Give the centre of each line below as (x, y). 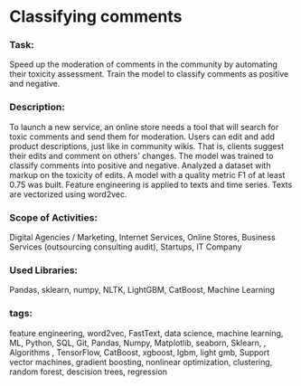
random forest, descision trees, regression (88, 372)
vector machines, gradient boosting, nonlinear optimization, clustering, (141, 362)
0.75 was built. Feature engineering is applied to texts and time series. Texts (151, 184)
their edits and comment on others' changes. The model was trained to (141, 155)
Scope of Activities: (53, 217)
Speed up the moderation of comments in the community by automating (143, 64)
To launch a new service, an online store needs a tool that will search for (144, 127)
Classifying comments (96, 17)
